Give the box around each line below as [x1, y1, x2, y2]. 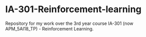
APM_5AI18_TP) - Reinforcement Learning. [5, 25, 94, 31]
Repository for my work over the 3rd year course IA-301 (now [5, 20, 133, 26]
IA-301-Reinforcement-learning [5, 4, 142, 15]
